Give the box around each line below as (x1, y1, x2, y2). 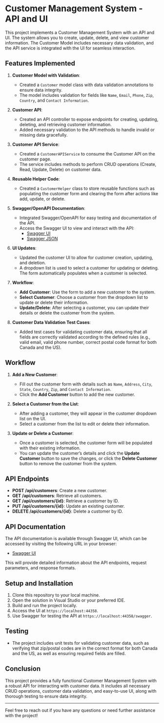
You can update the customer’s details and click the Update (19, 450, 140, 456)
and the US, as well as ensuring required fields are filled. (12, 650, 126, 656)
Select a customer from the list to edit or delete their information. (19, 421, 150, 427)
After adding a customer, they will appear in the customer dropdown (19, 410, 157, 416)
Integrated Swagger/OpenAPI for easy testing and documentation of (19, 215, 157, 221)
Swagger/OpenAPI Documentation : (12, 205, 85, 211)
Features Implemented (5, 59, 76, 68)
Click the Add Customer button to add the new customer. (19, 391, 135, 397)
